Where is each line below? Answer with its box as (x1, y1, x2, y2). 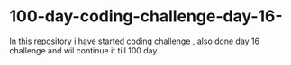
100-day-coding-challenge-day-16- (9, 6, 283, 27)
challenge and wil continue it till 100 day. (9, 45, 159, 55)
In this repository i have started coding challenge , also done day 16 (9, 36, 259, 46)
